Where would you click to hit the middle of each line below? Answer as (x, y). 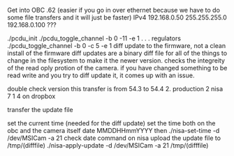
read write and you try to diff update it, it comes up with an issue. (101, 75)
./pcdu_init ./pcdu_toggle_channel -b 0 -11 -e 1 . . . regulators (94, 38)
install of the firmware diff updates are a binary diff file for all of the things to (117, 53)
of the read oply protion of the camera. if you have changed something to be (117, 68)
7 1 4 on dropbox (31, 96)
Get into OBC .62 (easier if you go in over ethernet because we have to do (114, 10)
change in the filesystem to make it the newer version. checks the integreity (116, 61)
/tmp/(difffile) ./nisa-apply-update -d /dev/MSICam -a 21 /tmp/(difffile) (108, 145)
